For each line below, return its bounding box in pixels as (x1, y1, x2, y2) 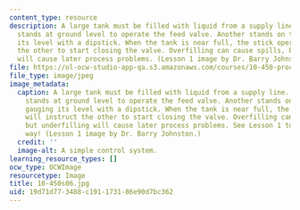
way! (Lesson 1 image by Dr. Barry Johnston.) (25, 130, 202, 139)
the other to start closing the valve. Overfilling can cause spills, (17, 46, 286, 55)
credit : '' (17, 138, 58, 147)
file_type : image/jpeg (9, 71, 94, 80)
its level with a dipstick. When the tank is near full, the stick (17, 38, 274, 47)
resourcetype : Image (9, 171, 87, 180)
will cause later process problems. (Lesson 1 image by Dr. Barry (17, 55, 270, 63)
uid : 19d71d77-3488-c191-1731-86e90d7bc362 (9, 188, 174, 197)
